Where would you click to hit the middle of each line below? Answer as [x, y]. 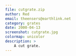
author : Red [17, 14]
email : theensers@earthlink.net [38, 19]
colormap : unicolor [25, 37]
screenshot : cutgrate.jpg [31, 32]
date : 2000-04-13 [23, 28]
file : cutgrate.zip [25, 9]
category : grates [23, 23]
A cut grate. [27, 46]
